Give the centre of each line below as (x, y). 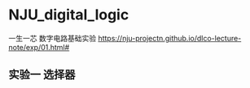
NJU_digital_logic (69, 15)
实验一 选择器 (42, 75)
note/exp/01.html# (39, 47)
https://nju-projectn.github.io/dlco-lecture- (169, 38)
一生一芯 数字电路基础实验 (52, 38)
